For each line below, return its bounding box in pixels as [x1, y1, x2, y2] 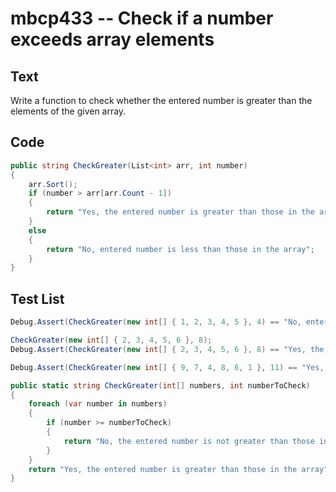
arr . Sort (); [28, 179, 78, 189]
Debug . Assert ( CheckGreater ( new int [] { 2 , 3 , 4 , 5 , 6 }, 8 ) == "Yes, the [10, 344, 325, 354]
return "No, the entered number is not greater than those [63, 436, 315, 446]
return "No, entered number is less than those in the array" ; [46, 244, 315, 254]
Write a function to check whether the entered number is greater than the [10, 95, 313, 106]
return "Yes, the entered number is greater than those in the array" [28, 464, 329, 474]
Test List [10, 290, 65, 307]
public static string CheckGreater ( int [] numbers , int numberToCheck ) [10, 380, 311, 391]
